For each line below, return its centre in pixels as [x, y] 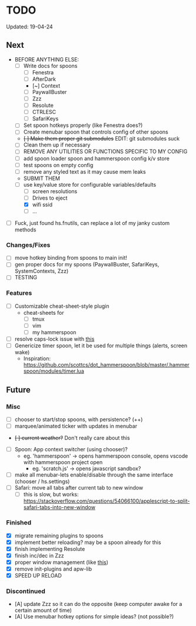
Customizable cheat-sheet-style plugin [62, 306]
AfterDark [44, 79]
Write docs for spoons [50, 66]
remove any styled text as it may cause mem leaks [84, 171]
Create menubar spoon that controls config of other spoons [96, 132]
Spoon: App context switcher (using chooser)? [71, 449]
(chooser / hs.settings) [42, 481]
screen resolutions [55, 191]
